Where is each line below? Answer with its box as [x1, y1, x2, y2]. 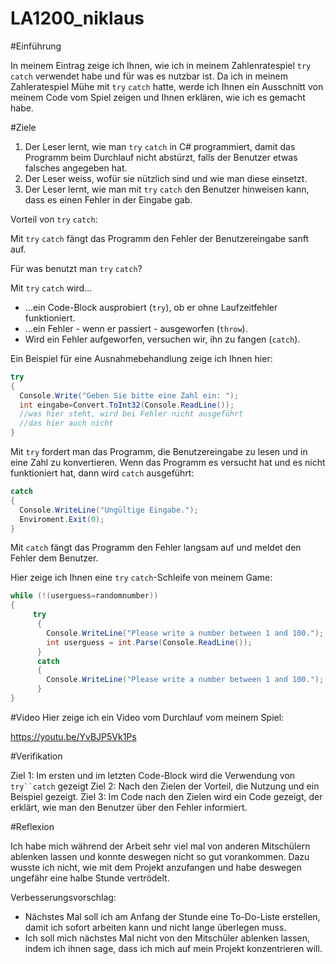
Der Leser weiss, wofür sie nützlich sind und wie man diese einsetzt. [24, 172, 308, 184]
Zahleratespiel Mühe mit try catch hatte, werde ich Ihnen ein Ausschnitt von [10, 80, 324, 92]
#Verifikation [10, 750, 63, 762]
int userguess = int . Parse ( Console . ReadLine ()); [46, 637, 253, 647]
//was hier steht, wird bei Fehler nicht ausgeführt [19, 409, 244, 419]
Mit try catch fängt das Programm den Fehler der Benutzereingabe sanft [10, 232, 309, 244]
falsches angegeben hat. [24, 162, 128, 174]
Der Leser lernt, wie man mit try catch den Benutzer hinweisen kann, [24, 183, 310, 195]
